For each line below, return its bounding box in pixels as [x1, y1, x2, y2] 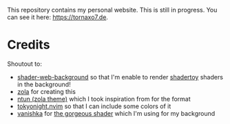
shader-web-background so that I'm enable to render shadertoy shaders [17, 73, 224, 81]
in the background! [17, 80, 71, 88]
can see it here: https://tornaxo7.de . [7, 13, 109, 21]
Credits [7, 37, 50, 53]
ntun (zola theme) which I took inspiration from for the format [17, 95, 191, 103]
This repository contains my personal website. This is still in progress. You [7, 6, 218, 14]
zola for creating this [17, 87, 76, 95]
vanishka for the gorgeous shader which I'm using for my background [17, 109, 216, 117]
